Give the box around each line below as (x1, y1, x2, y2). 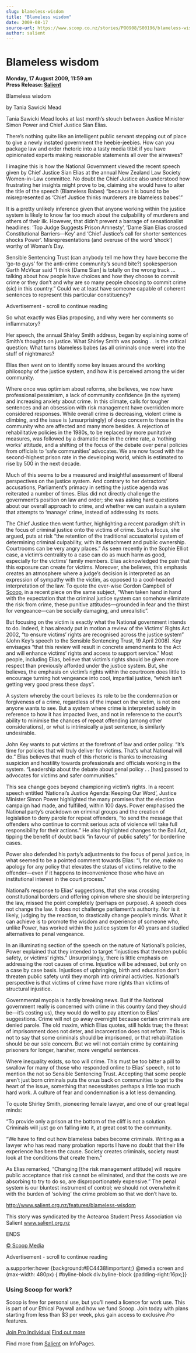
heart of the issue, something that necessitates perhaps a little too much (6, 1083, 180, 1090)
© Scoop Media (6, 1242, 44, 1249)
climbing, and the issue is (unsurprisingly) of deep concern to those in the (6, 416, 184, 423)
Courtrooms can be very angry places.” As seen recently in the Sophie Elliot (6, 545, 188, 552)
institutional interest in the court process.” (6, 876, 107, 883)
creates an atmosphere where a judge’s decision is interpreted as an (6, 570, 170, 577)
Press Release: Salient (6, 81, 61, 88)
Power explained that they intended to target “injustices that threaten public (6, 948, 188, 955)
